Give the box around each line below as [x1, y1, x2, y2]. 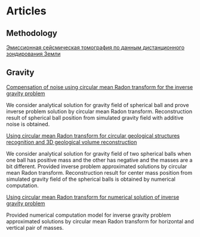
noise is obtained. [6, 120, 50, 127]
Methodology [6, 28, 58, 38]
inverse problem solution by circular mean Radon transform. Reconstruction [6, 108, 193, 115]
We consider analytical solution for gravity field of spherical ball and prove [6, 101, 189, 108]
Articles [6, 4, 47, 18]
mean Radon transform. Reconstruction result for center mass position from [6, 169, 193, 176]
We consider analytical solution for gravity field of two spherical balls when [6, 150, 192, 157]
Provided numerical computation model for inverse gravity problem [6, 211, 171, 218]
